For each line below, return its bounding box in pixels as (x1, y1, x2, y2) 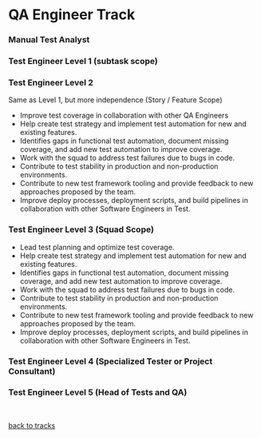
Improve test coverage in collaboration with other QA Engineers (19, 110, 229, 121)
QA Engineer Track (8, 6, 136, 24)
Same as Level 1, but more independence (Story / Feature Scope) (8, 95, 223, 105)
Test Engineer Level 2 (8, 77, 94, 88)
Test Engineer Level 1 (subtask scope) (8, 56, 158, 67)
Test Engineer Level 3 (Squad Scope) (8, 224, 154, 235)
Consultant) (8, 365, 56, 376)
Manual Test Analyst (8, 34, 90, 46)
